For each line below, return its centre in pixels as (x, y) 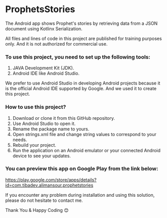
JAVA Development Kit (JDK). (43, 68)
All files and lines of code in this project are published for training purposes (83, 38)
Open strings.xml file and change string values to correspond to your (85, 134)
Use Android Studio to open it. (44, 123)
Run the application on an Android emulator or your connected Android (87, 150)
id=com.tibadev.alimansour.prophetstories (49, 185)
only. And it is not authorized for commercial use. (56, 43)
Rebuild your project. (34, 145)
